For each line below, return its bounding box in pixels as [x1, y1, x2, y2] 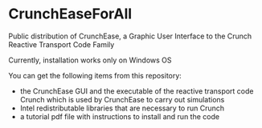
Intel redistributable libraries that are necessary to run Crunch [19, 103, 225, 113]
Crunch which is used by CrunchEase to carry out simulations [19, 94, 225, 104]
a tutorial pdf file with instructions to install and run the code [19, 111, 219, 121]
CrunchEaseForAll [8, 5, 133, 23]
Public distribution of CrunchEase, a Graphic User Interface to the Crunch [8, 31, 252, 41]
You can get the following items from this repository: [8, 70, 182, 80]
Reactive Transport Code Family [8, 39, 115, 49]
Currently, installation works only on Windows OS [8, 55, 172, 65]
